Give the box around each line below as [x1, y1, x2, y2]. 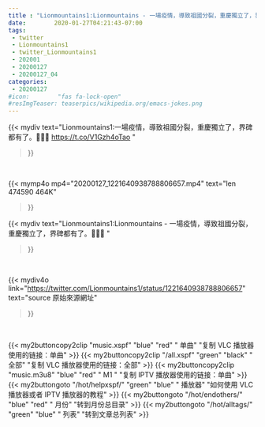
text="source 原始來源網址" [8, 293, 98, 303]
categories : [8, 77, 47, 85]
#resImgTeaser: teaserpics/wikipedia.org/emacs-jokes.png [8, 100, 203, 108]
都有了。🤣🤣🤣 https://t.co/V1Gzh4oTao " [8, 132, 136, 142]
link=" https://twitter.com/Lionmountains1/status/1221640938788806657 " [8, 284, 246, 293]
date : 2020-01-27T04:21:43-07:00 [8, 19, 144, 27]
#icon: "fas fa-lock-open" [8, 93, 122, 100]
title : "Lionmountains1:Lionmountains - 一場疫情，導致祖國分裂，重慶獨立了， [8, 11, 256, 20]
